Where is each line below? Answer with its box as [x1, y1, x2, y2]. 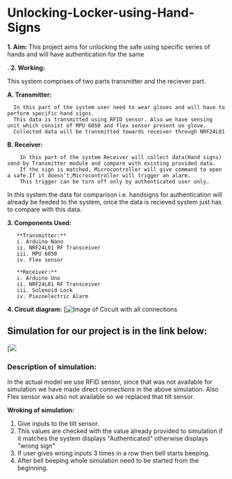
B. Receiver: [7, 140, 43, 149]
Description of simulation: [7, 362, 97, 371]
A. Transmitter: [7, 90, 52, 99]
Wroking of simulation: [7, 406, 75, 414]
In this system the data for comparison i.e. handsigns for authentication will [7, 190, 222, 199]
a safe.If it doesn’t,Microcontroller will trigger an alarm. [7, 172, 191, 179]
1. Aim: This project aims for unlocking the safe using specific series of [7, 42, 210, 51]
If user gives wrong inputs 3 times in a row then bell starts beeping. [17, 449, 210, 457]
